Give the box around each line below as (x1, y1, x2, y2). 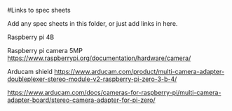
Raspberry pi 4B (7, 33, 55, 41)
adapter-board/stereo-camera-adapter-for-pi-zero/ (7, 96, 156, 104)
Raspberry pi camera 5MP (7, 47, 83, 54)
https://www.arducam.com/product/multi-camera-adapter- (53, 68, 225, 75)
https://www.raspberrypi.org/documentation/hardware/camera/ (7, 54, 191, 62)
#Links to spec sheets (7, 6, 71, 14)
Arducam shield (7, 68, 53, 75)
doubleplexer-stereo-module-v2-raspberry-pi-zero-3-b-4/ (7, 75, 177, 83)
